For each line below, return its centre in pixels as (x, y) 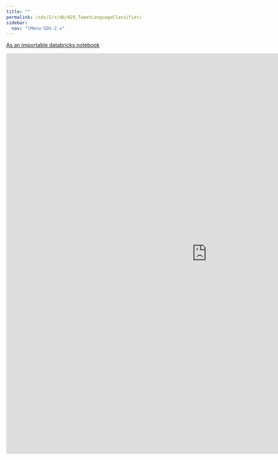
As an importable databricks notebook (53, 45)
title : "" (18, 12)
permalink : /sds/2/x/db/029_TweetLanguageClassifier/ (74, 17)
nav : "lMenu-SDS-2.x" (38, 28)
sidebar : (17, 23)
